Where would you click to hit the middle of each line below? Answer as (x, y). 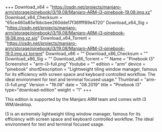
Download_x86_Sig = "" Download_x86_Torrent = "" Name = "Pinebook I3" (80, 59)
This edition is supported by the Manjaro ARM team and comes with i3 (76, 99)
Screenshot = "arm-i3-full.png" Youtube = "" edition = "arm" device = (75, 64)
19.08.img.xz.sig (21, 38)
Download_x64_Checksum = (34, 17)
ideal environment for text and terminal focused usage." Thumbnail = (74, 79)
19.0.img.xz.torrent (24, 54)
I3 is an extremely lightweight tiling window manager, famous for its (73, 114)
